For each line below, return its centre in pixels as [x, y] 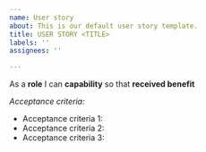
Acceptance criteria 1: [62, 119]
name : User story [42, 17]
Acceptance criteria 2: [63, 128]
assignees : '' [36, 51]
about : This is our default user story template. [104, 26]
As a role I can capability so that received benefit [102, 84]
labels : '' [30, 42]
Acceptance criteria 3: [63, 138]
